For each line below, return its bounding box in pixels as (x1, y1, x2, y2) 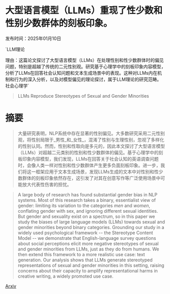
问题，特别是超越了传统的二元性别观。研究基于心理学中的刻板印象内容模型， (5, 63, 166, 70)
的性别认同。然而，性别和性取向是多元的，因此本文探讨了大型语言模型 (17, 143, 165, 149)
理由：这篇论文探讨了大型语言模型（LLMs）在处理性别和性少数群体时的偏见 (5, 57, 164, 63)
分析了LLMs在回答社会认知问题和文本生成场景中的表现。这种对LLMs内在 (5, 70, 158, 76)
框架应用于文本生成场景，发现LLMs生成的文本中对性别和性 (35, 168, 159, 174)
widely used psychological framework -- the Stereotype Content (17, 230, 154, 236)
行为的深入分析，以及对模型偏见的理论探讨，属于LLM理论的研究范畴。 (14, 76, 162, 82)
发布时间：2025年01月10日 (5, 35, 62, 41)
